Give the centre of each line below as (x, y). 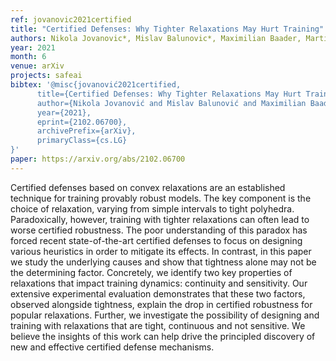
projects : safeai (46, 76)
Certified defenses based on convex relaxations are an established (148, 187)
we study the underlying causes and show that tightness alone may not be (163, 262)
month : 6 (28, 57)
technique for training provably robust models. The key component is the (161, 198)
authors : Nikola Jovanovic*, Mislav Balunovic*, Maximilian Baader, (156, 38)
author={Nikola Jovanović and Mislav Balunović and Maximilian (171, 103)
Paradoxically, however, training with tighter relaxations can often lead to (160, 219)
